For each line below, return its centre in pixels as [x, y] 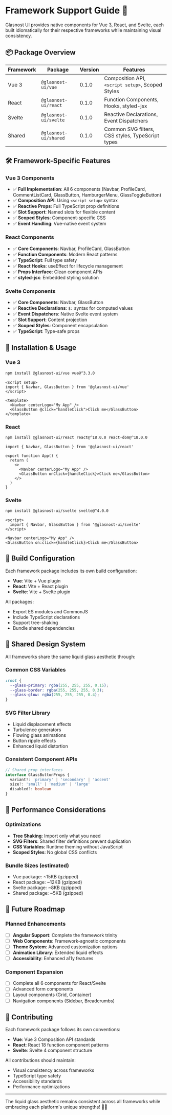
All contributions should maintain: [40, 1060]
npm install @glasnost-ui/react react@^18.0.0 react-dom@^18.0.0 [76, 437]
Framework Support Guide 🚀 [67, 11]
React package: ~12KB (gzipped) [47, 882]
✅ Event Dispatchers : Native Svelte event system [65, 314]
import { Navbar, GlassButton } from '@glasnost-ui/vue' [67, 387]
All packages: [20, 601]
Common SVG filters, [129, 129]
